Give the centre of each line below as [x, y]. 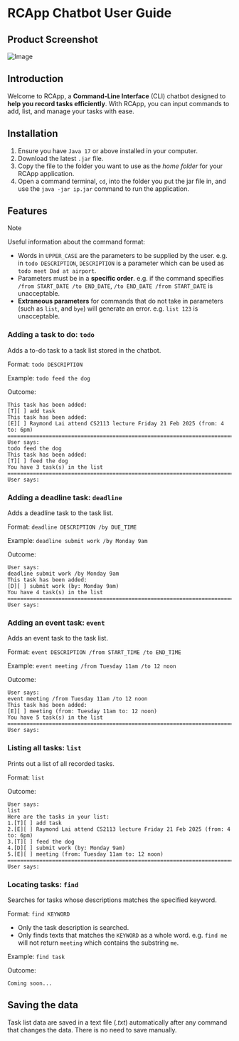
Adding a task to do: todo [51, 335]
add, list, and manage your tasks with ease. [71, 111]
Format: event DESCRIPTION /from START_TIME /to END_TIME [94, 652]
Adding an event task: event [56, 623]
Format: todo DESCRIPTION [45, 364]
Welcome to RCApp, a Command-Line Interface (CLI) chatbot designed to [117, 96]
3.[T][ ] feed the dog [41, 841]
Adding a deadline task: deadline [65, 497]
